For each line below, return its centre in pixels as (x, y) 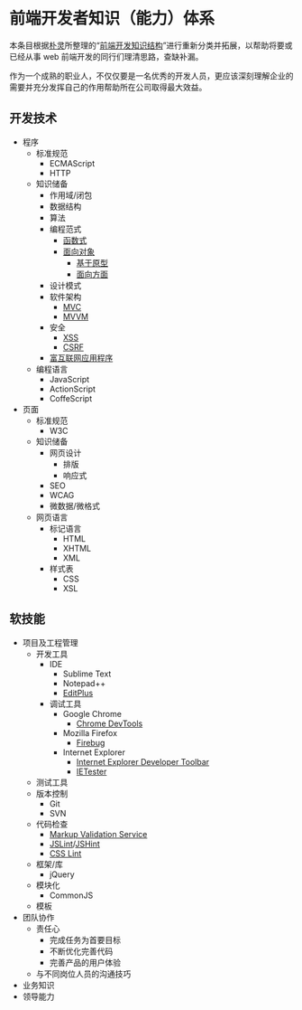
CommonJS (71, 895)
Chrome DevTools (110, 723)
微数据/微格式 (75, 505)
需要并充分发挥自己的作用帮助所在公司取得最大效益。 (108, 87)
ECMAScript (72, 163)
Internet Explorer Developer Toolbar (143, 761)
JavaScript (69, 379)
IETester (92, 771)
